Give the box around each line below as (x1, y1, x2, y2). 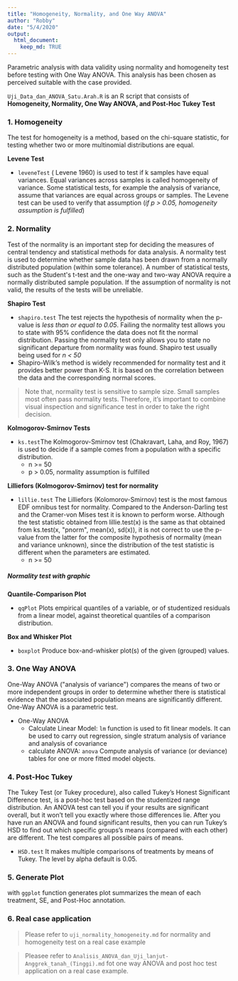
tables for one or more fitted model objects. (28, 754, 156, 763)
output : (7, 30, 31, 38)
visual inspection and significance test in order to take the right (24, 402, 210, 411)
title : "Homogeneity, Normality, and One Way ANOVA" (7, 10, 167, 18)
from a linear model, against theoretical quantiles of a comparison (17, 611, 211, 619)
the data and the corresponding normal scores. (17, 373, 156, 382)
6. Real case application (7, 914, 92, 924)
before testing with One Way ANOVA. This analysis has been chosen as (7, 70, 217, 79)
